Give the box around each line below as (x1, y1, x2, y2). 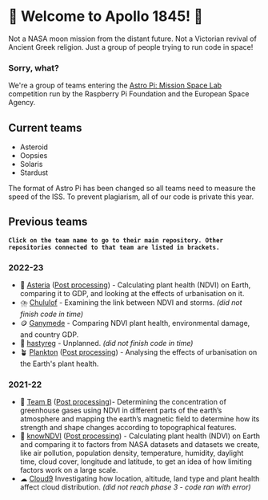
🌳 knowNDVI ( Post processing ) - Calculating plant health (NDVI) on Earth (19, 431, 261, 441)
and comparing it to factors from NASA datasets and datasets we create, (19, 440, 260, 449)
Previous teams (8, 215, 88, 229)
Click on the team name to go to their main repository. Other (8, 236, 224, 244)
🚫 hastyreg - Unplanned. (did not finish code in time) (19, 339, 194, 348)
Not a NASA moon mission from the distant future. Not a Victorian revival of (8, 34, 258, 43)
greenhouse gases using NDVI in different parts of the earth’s (19, 405, 222, 416)
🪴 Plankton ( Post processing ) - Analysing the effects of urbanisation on (19, 348, 258, 357)
